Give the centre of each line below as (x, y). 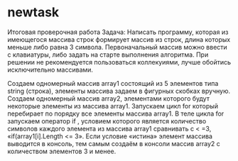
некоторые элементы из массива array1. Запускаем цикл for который (113, 106)
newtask (33, 12)
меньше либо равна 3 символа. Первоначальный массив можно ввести (117, 47)
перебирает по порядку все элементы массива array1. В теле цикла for (116, 113)
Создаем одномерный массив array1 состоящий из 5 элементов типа (113, 83)
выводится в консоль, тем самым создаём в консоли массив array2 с (114, 143)
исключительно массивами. (50, 70)
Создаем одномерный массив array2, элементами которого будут (108, 98)
